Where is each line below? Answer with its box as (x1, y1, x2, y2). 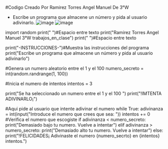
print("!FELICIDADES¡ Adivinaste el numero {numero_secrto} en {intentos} (5, 133, 160, 139)
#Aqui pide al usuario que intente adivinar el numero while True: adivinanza (5, 106, 163, 111)
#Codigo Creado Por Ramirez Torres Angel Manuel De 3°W (5, 5, 129, 10)
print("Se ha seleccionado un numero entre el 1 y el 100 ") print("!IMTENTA (5, 91, 162, 96)
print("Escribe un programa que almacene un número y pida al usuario (5, 50, 153, 56)
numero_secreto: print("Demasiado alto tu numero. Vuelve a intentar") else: (5, 127, 163, 133)
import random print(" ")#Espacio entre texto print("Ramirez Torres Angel (5, 29, 159, 35)
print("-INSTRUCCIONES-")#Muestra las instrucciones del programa (5, 45, 149, 50)
